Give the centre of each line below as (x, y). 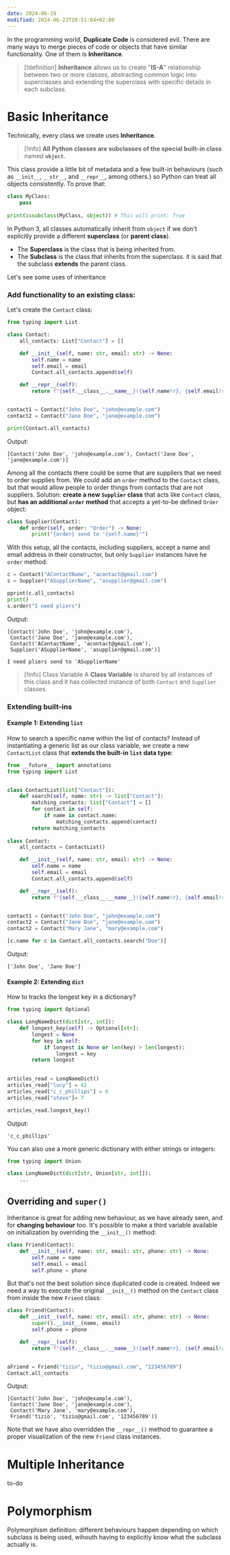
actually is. (22, 1545)
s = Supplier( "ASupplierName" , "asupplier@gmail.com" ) (87, 581)
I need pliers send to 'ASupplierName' (64, 662)
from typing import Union (44, 1161)
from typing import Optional (49, 1010)
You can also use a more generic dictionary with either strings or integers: (111, 1149)
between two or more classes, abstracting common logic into (110, 74)
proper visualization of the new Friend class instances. (85, 1436)
